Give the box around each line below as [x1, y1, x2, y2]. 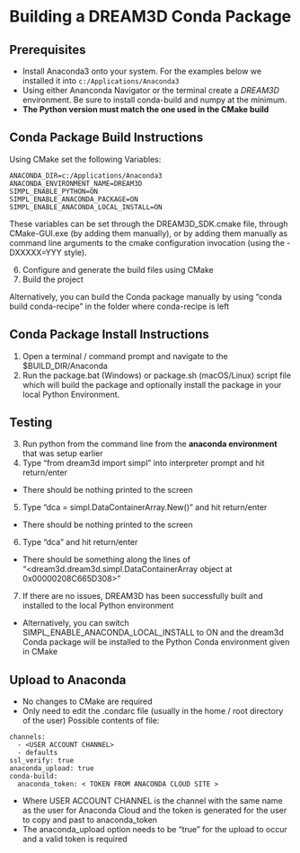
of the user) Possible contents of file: [22, 716, 160, 726]
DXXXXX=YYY [9, 247, 63, 258]
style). [64, 247, 87, 258]
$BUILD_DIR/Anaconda [22, 360, 108, 371]
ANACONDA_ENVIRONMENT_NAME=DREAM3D [9, 179, 143, 188]
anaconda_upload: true [9, 764, 94, 773]
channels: [9, 733, 47, 742]
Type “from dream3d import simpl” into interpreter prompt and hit [22, 458, 265, 469]
